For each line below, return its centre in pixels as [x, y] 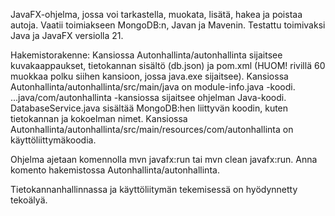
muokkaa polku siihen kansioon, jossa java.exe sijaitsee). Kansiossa [149, 76]
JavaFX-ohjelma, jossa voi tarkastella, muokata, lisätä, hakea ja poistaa [156, 14]
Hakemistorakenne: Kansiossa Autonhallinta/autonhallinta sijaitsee [146, 55]
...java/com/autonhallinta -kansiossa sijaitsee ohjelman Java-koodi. [148, 97]
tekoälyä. [29, 200]
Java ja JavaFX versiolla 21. [67, 35]
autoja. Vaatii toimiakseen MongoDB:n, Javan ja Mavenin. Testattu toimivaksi [168, 25]
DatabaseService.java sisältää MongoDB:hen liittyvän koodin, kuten [149, 108]
